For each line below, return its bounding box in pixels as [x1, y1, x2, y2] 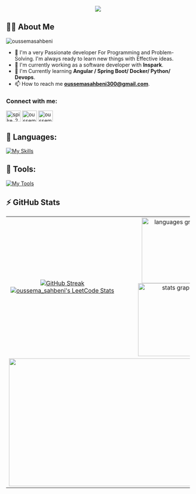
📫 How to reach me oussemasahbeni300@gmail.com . [14, 80, 150, 87]
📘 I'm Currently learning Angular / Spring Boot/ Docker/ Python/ [14, 67, 171, 74]
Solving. [14, 55, 34, 62]
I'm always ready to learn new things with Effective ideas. [35, 55, 174, 62]
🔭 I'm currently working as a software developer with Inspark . [14, 61, 164, 68]
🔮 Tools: [6, 164, 36, 175]
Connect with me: [6, 97, 58, 105]
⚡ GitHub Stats [6, 197, 60, 207]
